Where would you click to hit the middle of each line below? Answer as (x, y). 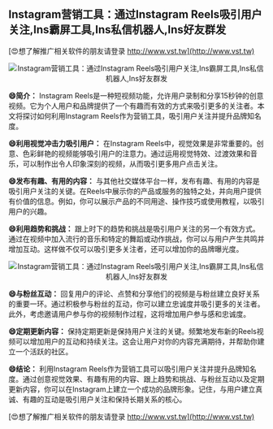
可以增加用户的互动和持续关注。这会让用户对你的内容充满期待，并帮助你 (136, 341)
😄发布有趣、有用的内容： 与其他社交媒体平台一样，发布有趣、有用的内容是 (134, 180)
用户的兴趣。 (30, 211)
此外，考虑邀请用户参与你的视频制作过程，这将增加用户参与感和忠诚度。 (129, 314)
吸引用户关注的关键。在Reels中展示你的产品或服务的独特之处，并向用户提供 (135, 191)
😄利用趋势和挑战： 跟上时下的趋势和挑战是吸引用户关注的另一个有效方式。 (134, 228)
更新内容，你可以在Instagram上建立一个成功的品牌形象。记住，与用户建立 (132, 389)
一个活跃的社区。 (44, 351)
